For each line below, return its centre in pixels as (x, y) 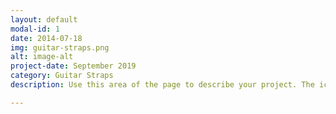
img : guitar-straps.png (60, 47)
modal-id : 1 (35, 29)
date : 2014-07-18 (46, 38)
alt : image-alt (42, 57)
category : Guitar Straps (62, 76)
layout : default (44, 19)
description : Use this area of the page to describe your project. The (162, 85)
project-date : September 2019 (73, 66)
